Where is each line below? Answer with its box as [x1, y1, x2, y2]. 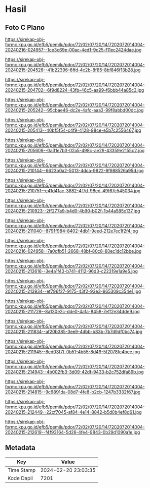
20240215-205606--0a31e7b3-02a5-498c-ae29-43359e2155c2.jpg [5, 148, 145, 153]
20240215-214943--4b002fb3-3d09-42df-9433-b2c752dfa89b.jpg [5, 369, 144, 375]
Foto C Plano [5, 23, 45, 32]
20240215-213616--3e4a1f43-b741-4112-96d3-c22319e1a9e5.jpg [5, 269, 138, 274]
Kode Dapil [7, 475, 33, 482]
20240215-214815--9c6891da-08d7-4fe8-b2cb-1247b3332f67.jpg [5, 389, 141, 395]
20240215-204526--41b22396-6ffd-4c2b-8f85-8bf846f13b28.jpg [5, 67, 141, 73]
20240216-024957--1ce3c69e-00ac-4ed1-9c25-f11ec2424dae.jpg [5, 47, 142, 53]
